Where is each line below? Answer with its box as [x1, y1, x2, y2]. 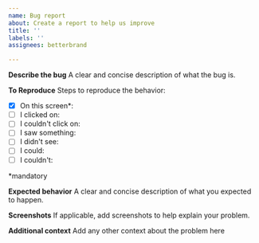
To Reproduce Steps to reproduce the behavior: [8, 85, 166, 96]
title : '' [8, 26, 41, 34]
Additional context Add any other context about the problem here [8, 225, 226, 235]
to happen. [8, 194, 44, 204]
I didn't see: [19, 137, 59, 147]
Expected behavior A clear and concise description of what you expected [8, 186, 252, 196]
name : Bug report [8, 11, 66, 20]
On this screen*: [19, 101, 74, 111]
